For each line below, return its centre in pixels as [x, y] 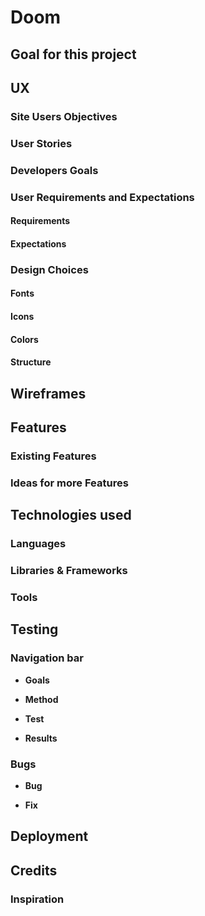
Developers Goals [54, 170]
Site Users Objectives [64, 116]
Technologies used [71, 515]
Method [41, 699]
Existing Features [53, 456]
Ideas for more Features [69, 483]
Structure [31, 362]
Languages [38, 544]
